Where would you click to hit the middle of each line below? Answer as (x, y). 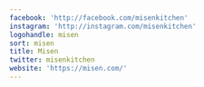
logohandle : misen (44, 34)
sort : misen (32, 43)
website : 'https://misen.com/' (68, 69)
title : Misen (34, 52)
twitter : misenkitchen (52, 60)
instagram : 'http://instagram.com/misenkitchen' (103, 26)
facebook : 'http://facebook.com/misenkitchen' (99, 18)
